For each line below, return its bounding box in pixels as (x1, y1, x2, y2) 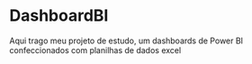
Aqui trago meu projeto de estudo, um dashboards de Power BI (9, 35, 244, 46)
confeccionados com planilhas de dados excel (9, 44, 182, 55)
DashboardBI (9, 5, 109, 26)
